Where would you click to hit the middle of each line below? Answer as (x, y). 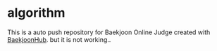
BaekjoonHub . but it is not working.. (59, 39)
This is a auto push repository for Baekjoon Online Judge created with (109, 32)
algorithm (36, 13)
